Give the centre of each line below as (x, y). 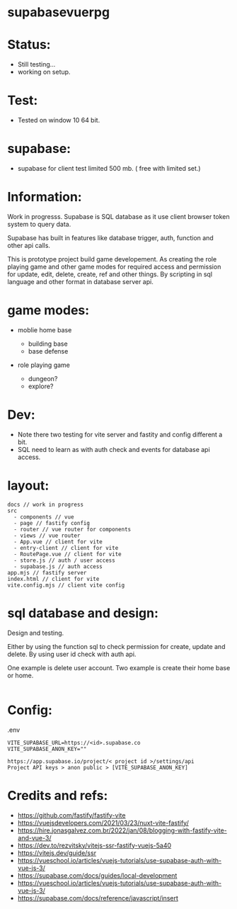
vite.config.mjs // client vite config (66, 585)
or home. (21, 675)
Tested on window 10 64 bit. (59, 120)
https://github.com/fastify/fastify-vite (71, 815)
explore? (41, 386)
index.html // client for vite (53, 579)
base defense (48, 351)
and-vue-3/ (34, 837)
